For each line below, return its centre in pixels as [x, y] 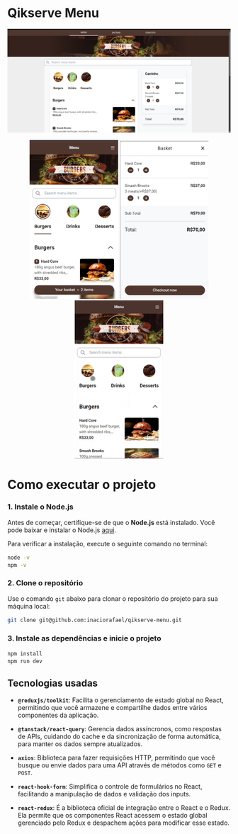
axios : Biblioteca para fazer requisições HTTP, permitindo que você [116, 758]
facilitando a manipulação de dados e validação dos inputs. [104, 794]
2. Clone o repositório [45, 583]
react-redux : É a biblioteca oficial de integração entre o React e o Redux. [124, 808]
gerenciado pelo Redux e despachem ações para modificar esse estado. [124, 823]
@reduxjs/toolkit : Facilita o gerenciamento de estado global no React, [121, 700]
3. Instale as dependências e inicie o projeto [84, 638]
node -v [19, 558]
